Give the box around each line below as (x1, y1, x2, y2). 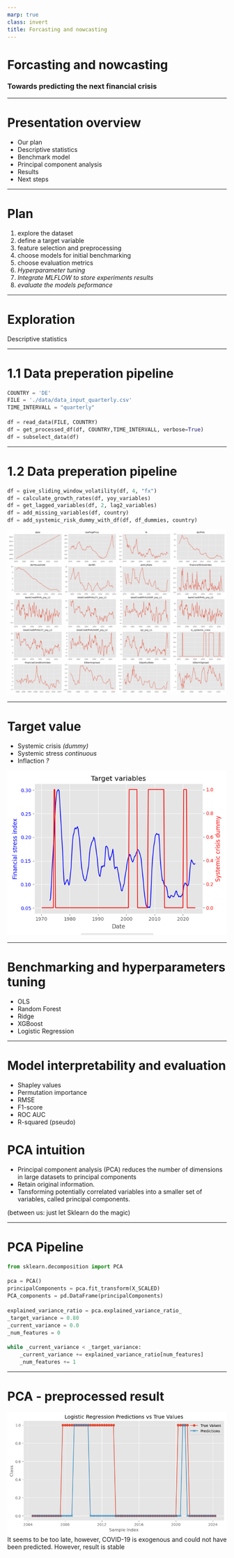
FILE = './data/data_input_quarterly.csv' (7, 397, 132, 404)
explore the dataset (17, 228, 73, 237)
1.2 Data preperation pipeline (7, 463, 178, 479)
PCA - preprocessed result (7, 1389, 165, 1405)
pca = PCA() (7, 1278, 42, 1285)
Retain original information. (17, 1180, 95, 1188)
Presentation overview (7, 115, 141, 131)
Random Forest (17, 1004, 61, 1013)
